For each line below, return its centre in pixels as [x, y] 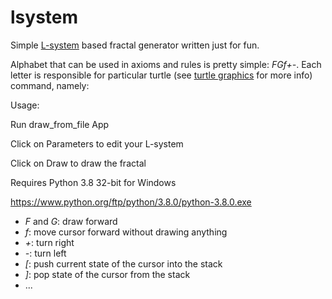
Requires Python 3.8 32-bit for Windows [93, 182]
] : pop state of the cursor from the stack [107, 274]
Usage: [25, 105]
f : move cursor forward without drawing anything [126, 232]
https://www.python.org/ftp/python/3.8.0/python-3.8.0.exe [131, 202]
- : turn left [45, 253]
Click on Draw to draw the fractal [78, 163]
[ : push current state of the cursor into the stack [123, 263]
